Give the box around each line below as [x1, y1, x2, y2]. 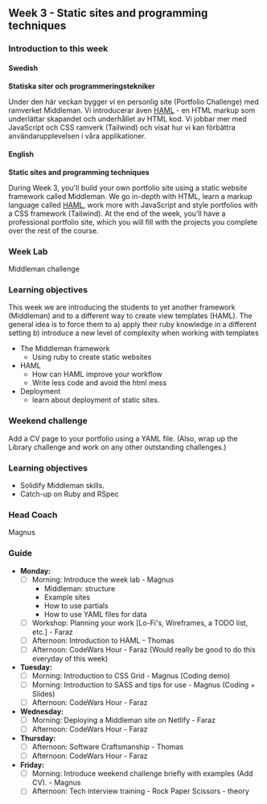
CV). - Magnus [31, 777, 81, 788]
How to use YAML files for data [43, 609, 147, 619]
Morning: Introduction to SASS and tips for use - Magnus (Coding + [31, 680, 256, 690]
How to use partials [43, 600, 109, 611]
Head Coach [8, 509, 58, 520]
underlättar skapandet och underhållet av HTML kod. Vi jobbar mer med [8, 114, 247, 123]
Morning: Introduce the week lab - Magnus [31, 574, 175, 584]
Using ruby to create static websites [31, 352, 152, 362]
